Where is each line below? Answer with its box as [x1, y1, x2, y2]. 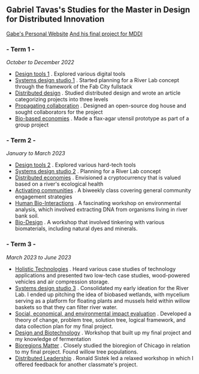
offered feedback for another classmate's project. [14, 361, 138, 368]
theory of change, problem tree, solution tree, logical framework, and [14, 316, 186, 323]
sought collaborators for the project [14, 108, 103, 116]
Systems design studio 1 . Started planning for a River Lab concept [14, 77, 180, 84]
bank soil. [14, 212, 39, 219]
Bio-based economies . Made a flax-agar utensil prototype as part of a [14, 115, 189, 122]
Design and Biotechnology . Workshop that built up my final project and [14, 329, 192, 336]
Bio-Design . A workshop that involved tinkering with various [14, 219, 165, 226]
